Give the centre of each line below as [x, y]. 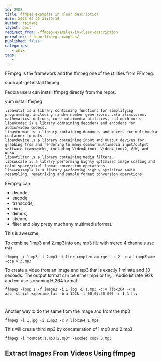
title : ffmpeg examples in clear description [52, 14]
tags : [10, 55]
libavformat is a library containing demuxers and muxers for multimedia [81, 132]
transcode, [23, 203]
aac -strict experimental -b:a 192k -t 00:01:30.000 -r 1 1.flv [71, 294]
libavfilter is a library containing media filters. [59, 157]
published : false [23, 41]
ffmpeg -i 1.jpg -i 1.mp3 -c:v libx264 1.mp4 [52, 320]
